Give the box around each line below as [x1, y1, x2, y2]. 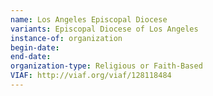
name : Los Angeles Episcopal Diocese [10, 14, 168, 25]
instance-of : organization [10, 33, 123, 43]
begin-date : [10, 42, 60, 53]
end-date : [10, 52, 52, 62]
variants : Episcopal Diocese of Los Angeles [10, 24, 199, 34]
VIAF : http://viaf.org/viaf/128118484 [10, 71, 172, 81]
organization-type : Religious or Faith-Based [10, 61, 203, 71]
